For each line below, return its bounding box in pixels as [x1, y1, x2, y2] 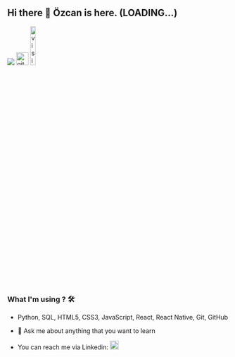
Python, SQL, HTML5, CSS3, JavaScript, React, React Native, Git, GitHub [17, 313, 229, 322]
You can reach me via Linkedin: [17, 343, 109, 351]
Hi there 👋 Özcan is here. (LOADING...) [7, 7, 178, 19]
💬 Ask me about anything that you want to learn [17, 327, 156, 335]
